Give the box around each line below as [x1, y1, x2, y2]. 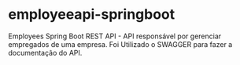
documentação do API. [8, 48, 83, 57]
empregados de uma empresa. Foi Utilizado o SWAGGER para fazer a [8, 39, 233, 49]
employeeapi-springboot [8, 5, 175, 23]
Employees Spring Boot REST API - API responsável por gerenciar [8, 31, 222, 41]
